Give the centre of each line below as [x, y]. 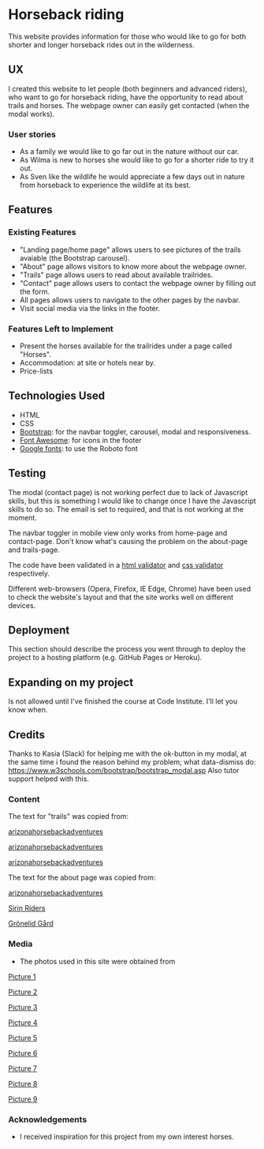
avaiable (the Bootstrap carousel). [74, 257]
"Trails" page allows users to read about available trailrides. [116, 275]
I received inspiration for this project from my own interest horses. [127, 1136]
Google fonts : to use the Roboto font [78, 449]
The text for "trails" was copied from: [68, 817]
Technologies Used [56, 396]
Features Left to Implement [61, 329]
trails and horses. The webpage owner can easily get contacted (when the [129, 105]
